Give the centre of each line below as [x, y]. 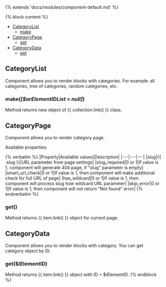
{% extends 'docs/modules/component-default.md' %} [62, 7]
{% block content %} [27, 17]
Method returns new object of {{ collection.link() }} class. [64, 110]
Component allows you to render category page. [55, 137]
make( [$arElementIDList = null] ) [45, 99]
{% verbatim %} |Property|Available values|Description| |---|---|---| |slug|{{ [83, 157]
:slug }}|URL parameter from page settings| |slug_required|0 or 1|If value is [82, 162]
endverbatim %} [22, 194]
